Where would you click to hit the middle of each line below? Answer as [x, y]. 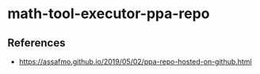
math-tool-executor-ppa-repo [109, 14]
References [36, 43]
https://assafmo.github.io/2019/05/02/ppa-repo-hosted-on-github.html [135, 61]
